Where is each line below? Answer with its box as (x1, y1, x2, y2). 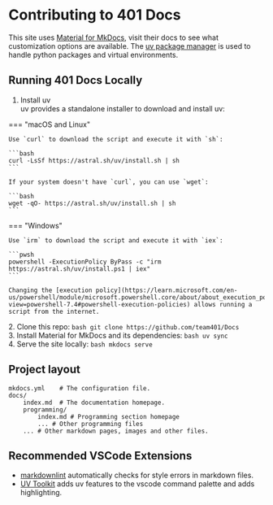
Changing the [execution (8, 286, 93, 294)
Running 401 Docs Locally (8, 73, 143, 87)
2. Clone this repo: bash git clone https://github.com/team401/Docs (8, 321, 240, 331)
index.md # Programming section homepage (37, 412, 180, 420)
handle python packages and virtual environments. (8, 50, 179, 59)
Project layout (8, 363, 81, 377)
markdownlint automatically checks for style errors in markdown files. (19, 470, 254, 481)
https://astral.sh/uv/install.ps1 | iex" (8, 264, 151, 273)
